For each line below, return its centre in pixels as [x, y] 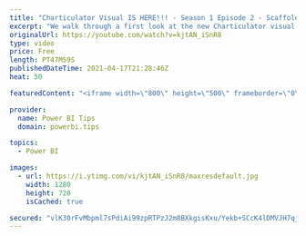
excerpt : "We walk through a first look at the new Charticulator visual [153, 26]
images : [24, 168]
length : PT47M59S [42, 60]
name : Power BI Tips [56, 118]
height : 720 [48, 193]
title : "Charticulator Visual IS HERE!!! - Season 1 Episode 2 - [136, 18]
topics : [24, 143]
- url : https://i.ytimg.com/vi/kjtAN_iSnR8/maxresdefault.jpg [138, 176]
